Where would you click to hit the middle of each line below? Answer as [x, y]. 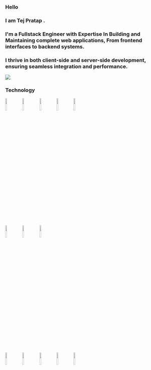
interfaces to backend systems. [45, 46]
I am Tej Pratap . [25, 20]
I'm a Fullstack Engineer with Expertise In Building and [73, 34]
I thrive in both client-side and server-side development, [76, 60]
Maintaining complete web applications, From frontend [74, 40]
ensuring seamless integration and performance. [67, 66]
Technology [20, 90]
